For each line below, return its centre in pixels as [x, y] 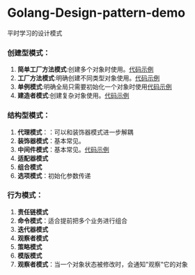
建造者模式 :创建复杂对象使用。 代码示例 [73, 96]
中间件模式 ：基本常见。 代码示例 [63, 149]
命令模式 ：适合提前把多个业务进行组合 [72, 221]
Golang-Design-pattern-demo [96, 13]
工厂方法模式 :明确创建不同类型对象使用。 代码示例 [88, 78]
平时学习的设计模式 [35, 33]
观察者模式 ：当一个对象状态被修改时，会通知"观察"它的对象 [102, 264]
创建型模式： [29, 52]
